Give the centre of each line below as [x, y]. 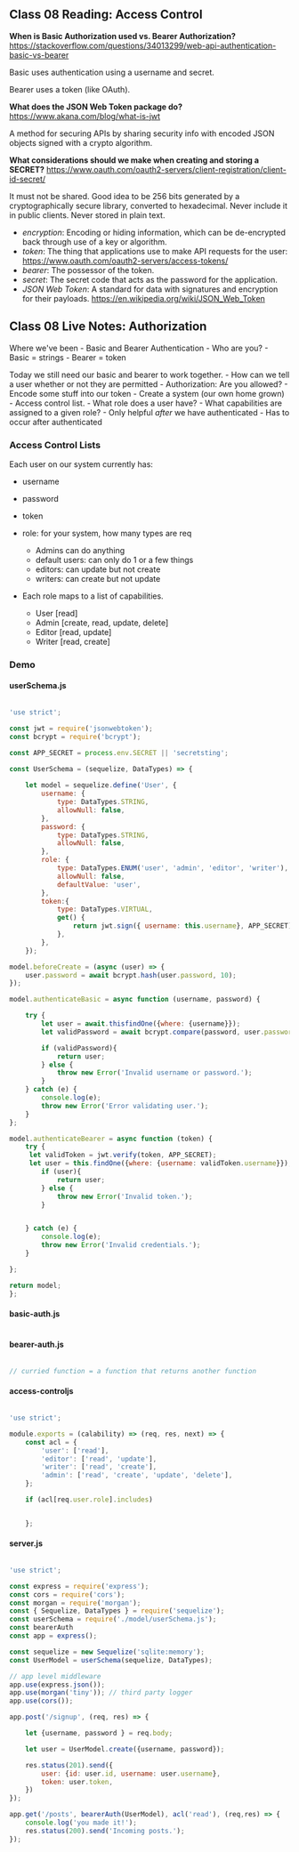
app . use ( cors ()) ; [41, 1701]
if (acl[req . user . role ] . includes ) [89, 1500]
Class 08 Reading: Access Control [106, 15]
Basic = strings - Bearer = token [68, 357]
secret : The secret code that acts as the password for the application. [149, 279]
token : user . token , [77, 1782]
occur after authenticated [56, 422]
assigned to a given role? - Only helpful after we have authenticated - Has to [149, 412]
